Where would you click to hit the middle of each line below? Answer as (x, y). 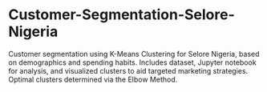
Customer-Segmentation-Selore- (121, 15)
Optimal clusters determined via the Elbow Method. (93, 79)
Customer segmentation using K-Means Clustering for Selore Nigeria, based (134, 54)
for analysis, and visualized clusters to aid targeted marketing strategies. (128, 70)
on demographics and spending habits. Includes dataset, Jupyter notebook (132, 62)
